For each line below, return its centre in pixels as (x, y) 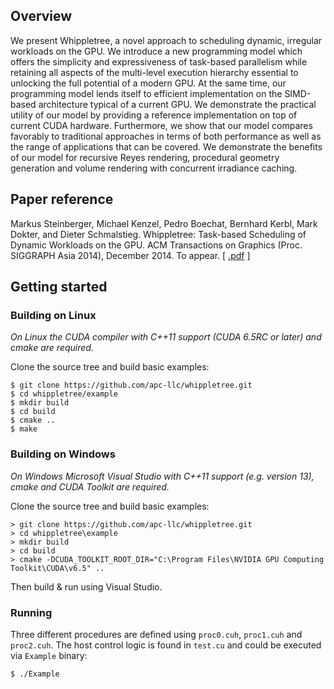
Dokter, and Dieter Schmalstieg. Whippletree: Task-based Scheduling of (158, 234)
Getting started (59, 287)
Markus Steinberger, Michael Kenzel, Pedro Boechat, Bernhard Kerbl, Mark (164, 223)
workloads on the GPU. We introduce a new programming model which (156, 51)
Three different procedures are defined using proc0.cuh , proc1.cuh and (156, 634)
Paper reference (62, 199)
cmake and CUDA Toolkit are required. (90, 486)
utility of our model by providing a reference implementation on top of (154, 115)
